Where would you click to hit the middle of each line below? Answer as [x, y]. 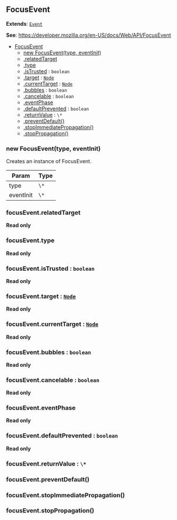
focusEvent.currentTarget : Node [52, 324]
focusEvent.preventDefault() [48, 479]
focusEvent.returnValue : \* [46, 463]
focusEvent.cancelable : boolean [53, 380]
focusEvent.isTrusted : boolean [51, 268]
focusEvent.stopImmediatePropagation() [66, 495]
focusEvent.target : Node [41, 296]
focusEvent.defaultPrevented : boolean [62, 436]
